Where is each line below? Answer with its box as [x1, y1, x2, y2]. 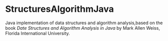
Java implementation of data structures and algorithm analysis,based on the [5, 20, 163, 26]
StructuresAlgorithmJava [5, 3, 114, 15]
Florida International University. [5, 30, 70, 36]
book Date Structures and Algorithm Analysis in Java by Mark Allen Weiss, [5, 25, 160, 31]
